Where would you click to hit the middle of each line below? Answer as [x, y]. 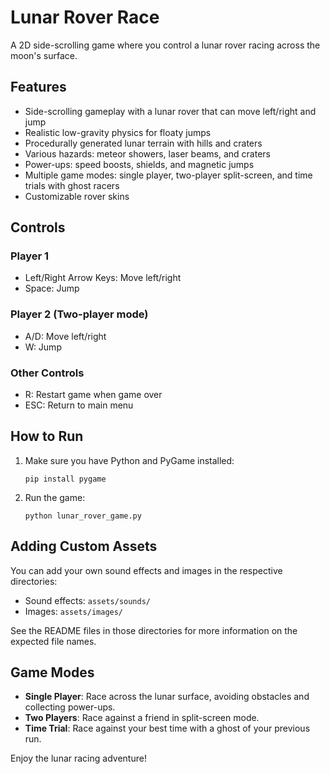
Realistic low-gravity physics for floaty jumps [118, 132]
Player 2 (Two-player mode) [79, 314]
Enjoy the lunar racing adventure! [78, 758]
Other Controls [47, 373]
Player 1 [30, 256]
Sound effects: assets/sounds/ [87, 600]
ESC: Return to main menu [79, 405]
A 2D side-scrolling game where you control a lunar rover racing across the [165, 45]
